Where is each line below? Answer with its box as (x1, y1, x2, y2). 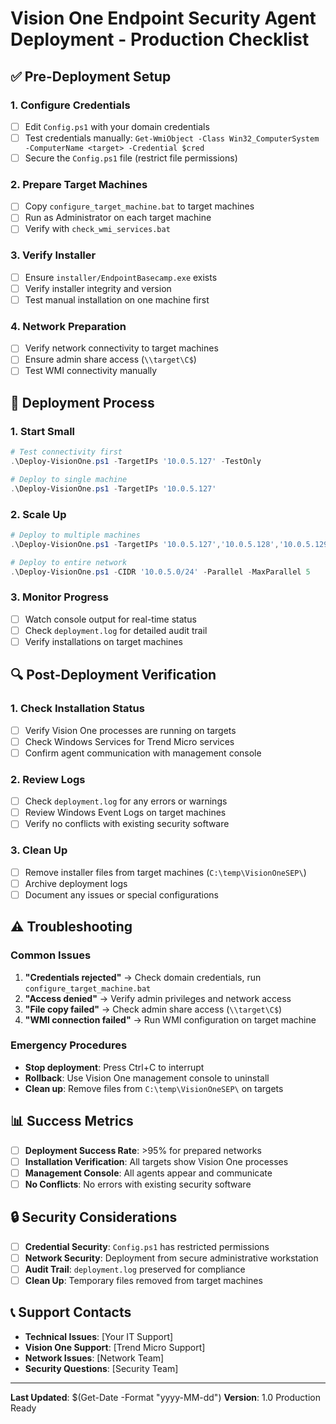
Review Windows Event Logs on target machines (24, 807, 227, 819)
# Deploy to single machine (10, 474, 128, 484)
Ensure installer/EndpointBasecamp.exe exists (24, 271, 218, 283)
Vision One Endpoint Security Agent (10, 7, 317, 30)
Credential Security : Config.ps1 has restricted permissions (24, 1240, 270, 1252)
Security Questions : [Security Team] (24, 1362, 179, 1374)
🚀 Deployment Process (10, 394, 155, 411)
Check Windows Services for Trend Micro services (24, 735, 235, 747)
